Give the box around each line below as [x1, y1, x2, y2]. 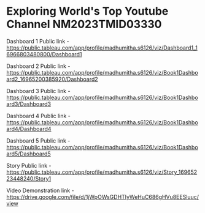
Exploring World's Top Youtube [6, 4, 169, 18]
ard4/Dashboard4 [6, 125, 52, 132]
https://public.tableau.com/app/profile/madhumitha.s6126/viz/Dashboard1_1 [6, 44, 198, 51]
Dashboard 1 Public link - [6, 37, 69, 45]
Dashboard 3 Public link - [6, 87, 71, 94]
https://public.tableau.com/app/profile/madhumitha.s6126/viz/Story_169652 [6, 168, 198, 176]
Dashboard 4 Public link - [6, 112, 71, 119]
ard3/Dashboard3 [6, 100, 52, 108]
